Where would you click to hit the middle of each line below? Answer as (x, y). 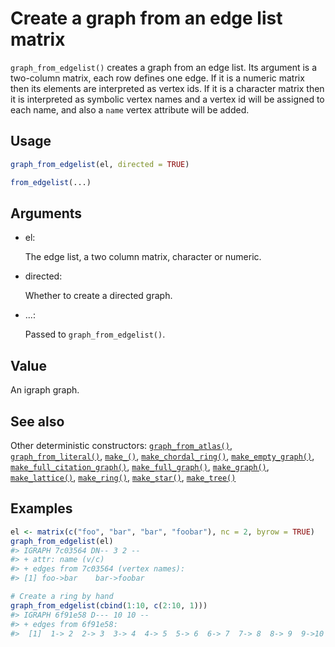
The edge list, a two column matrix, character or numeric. (143, 257)
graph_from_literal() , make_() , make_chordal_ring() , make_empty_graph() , (162, 456)
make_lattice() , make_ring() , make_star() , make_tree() (123, 477)
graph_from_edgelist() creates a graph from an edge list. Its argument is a (164, 67)
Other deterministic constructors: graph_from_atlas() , (121, 445)
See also (37, 421)
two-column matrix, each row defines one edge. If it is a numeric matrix (157, 78)
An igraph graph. (45, 390)
